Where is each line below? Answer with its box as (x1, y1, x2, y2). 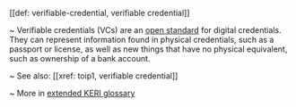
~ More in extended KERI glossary (9, 88, 135, 98)
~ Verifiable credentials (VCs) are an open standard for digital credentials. (9, 25, 282, 35)
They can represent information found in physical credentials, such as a (9, 35, 274, 45)
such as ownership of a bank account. (9, 53, 151, 63)
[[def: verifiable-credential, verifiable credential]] (9, 8, 190, 18)
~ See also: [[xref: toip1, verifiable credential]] (9, 70, 178, 81)
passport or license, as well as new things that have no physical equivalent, (9, 44, 288, 54)
